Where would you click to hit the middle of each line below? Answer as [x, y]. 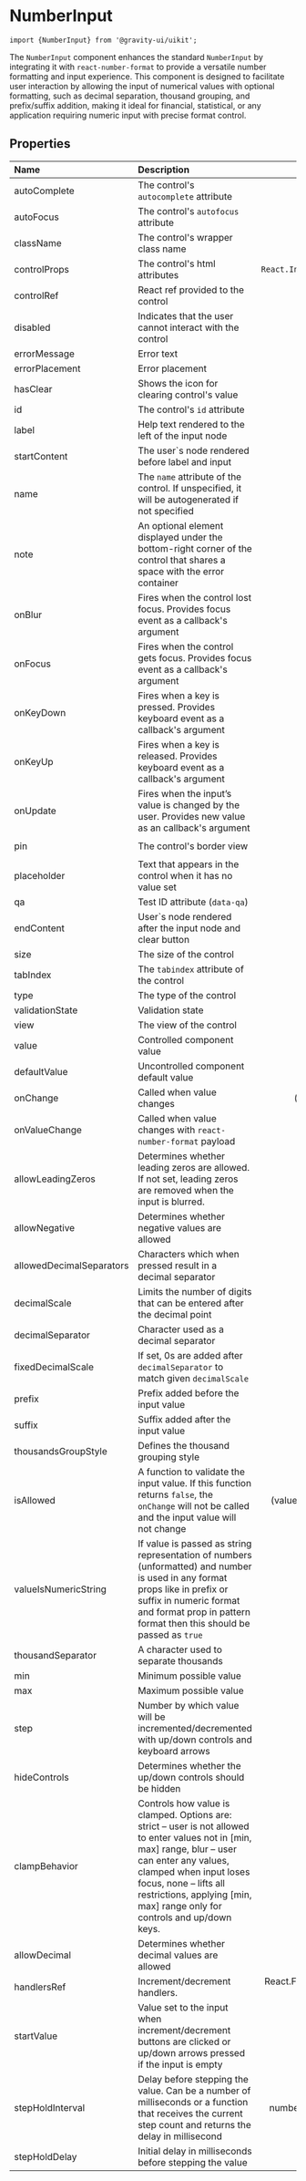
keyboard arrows [174, 1751]
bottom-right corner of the [195, 548]
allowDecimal [42, 1955]
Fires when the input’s [185, 793]
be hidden [159, 1788]
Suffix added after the [184, 1419]
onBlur [28, 615]
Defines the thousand [184, 1445]
